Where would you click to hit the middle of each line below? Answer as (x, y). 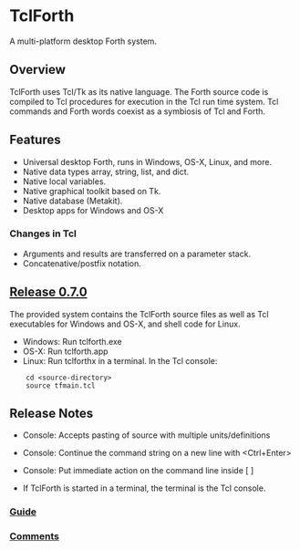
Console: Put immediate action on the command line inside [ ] (138, 471)
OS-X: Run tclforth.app (65, 351)
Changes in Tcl (43, 233)
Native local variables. (64, 181)
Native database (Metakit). (72, 201)
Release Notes (52, 414)
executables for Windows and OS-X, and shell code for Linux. (125, 324)
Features (35, 140)
